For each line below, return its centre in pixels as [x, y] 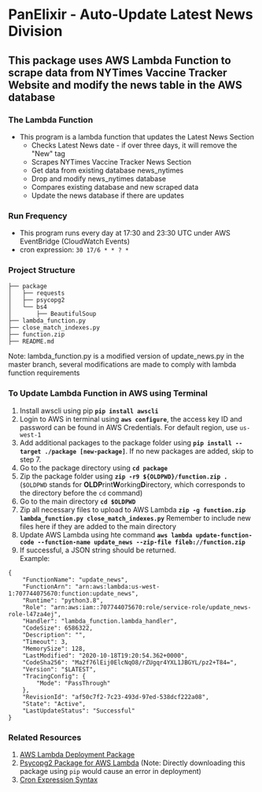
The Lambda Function [51, 120]
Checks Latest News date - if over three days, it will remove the [134, 145]
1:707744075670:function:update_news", [74, 593]
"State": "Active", [54, 704]
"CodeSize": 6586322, [57, 628]
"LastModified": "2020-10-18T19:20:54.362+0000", [105, 656]
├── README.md [31, 342]
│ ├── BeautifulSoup [52, 314]
